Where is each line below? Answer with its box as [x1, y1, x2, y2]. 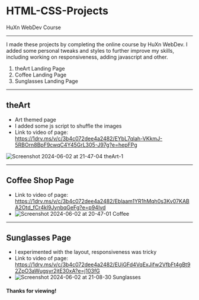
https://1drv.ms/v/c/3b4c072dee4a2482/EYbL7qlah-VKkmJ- [14, 135, 163, 142]
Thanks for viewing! [6, 287, 57, 294]
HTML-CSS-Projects [6, 4, 108, 18]
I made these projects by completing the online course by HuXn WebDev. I [6, 40, 188, 48]
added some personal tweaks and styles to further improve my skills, [6, 47, 175, 54]
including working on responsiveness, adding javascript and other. [6, 53, 168, 60]
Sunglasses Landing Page [14, 77, 78, 84]
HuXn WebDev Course [6, 24, 61, 31]
